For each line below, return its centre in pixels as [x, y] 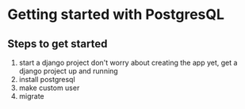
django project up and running [68, 71]
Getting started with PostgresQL [116, 15]
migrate [31, 96]
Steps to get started [57, 44]
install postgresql [47, 79]
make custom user [49, 88]
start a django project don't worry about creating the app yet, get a [128, 62]
